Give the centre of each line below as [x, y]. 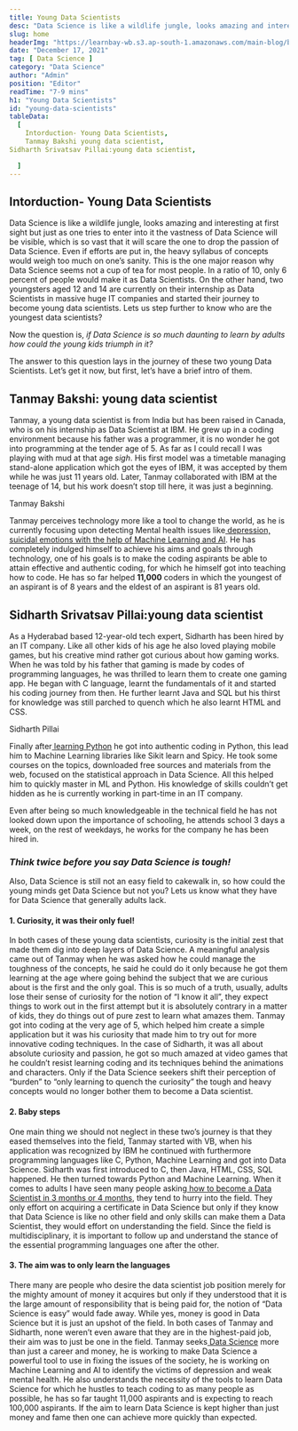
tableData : [29, 116]
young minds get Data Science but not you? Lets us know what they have [143, 891]
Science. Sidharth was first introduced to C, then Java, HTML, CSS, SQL [141, 1169]
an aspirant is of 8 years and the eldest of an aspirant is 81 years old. [135, 587]
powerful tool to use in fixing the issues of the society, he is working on [139, 1360]
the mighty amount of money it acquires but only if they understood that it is [148, 1294]
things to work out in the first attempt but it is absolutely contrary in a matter [149, 1006]
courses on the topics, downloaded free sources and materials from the [140, 764]
